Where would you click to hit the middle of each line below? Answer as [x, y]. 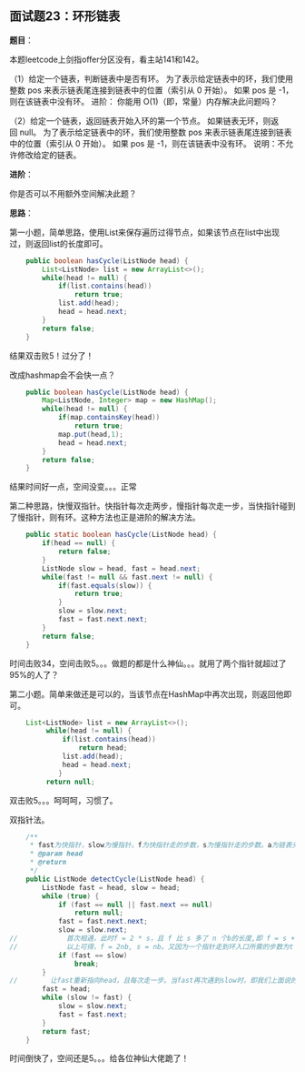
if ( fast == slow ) [93, 955]
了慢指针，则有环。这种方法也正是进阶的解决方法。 [105, 518]
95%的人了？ [34, 674]
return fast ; [67, 1031]
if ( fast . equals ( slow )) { [105, 585]
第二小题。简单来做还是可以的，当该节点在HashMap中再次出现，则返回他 [147, 693]
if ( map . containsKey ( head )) [109, 418]
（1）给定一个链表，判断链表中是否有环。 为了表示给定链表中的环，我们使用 [151, 78]
